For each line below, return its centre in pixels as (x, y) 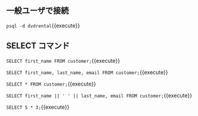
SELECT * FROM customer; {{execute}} (51, 84)
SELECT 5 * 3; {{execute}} (38, 107)
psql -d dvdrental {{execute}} (43, 25)
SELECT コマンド (38, 46)
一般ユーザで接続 (38, 11)
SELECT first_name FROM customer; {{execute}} (63, 60)
